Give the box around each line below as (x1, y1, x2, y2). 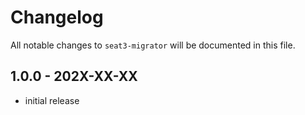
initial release (24, 94, 80, 106)
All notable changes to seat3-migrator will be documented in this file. (10, 39, 296, 51)
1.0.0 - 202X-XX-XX (10, 68, 138, 85)
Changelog (10, 6, 104, 29)
